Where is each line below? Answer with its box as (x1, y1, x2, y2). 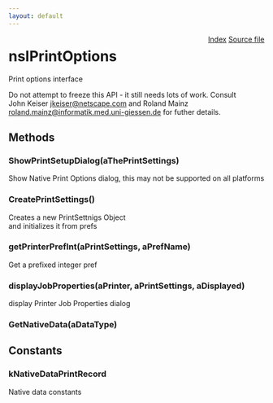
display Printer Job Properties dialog (8, 299, 131, 309)
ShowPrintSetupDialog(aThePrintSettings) (8, 155, 180, 166)
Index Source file (208, 34, 265, 44)
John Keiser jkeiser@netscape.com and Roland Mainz (8, 99, 189, 108)
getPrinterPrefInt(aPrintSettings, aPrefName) (8, 241, 191, 252)
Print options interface (8, 74, 84, 84)
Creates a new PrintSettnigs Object (8, 212, 126, 222)
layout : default (8, 11, 63, 20)
